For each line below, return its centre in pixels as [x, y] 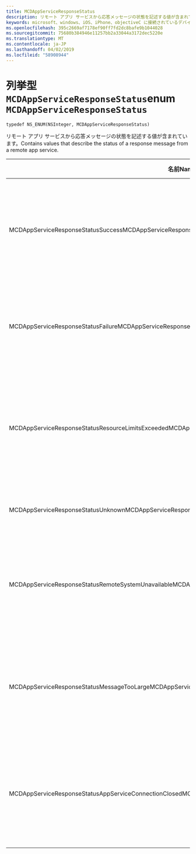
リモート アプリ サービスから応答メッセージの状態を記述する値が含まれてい [97, 136]
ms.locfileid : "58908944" [37, 55]
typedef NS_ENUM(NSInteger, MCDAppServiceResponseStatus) [78, 124]
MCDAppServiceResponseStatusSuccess [66, 230]
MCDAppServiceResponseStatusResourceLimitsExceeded [89, 428]
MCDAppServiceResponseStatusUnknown [67, 509]
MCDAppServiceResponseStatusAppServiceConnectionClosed [96, 793]
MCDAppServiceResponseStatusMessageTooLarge [79, 687]
